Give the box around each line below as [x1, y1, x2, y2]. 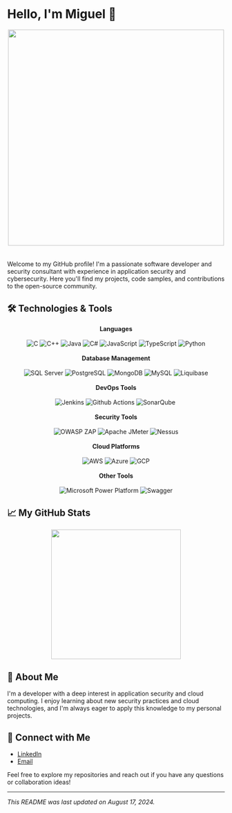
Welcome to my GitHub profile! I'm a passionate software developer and [7, 259, 212, 268]
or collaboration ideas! [7, 778, 71, 787]
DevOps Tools [95, 383, 137, 391]
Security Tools [94, 413, 138, 421]
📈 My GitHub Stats [7, 507, 91, 519]
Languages [99, 324, 133, 333]
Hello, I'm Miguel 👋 [7, 6, 117, 22]
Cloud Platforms [92, 442, 140, 450]
